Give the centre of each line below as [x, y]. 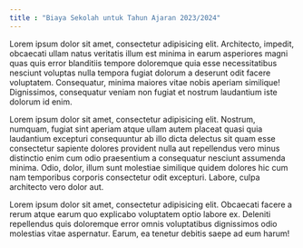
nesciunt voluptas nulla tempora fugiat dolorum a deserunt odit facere [140, 73]
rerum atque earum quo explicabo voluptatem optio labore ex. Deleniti [140, 213]
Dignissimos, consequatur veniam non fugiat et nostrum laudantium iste [144, 92]
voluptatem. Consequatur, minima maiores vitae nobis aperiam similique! [145, 82]
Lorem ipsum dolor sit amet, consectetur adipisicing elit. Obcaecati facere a [151, 204]
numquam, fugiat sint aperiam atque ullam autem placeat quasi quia [136, 129]
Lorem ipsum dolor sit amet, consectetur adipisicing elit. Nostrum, [132, 119]
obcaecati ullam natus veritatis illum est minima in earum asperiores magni [149, 53]
